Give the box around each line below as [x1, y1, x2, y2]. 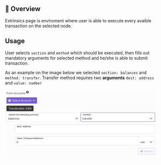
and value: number [5, 80, 42, 85]
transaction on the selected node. [5, 23, 73, 29]
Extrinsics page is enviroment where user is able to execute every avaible [5, 17, 151, 23]
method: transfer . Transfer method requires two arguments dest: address [5, 75, 154, 81]
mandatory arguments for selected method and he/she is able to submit [5, 55, 148, 61]
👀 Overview [5, 5, 41, 13]
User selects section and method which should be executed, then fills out [5, 49, 150, 56]
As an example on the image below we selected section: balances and [5, 69, 147, 75]
